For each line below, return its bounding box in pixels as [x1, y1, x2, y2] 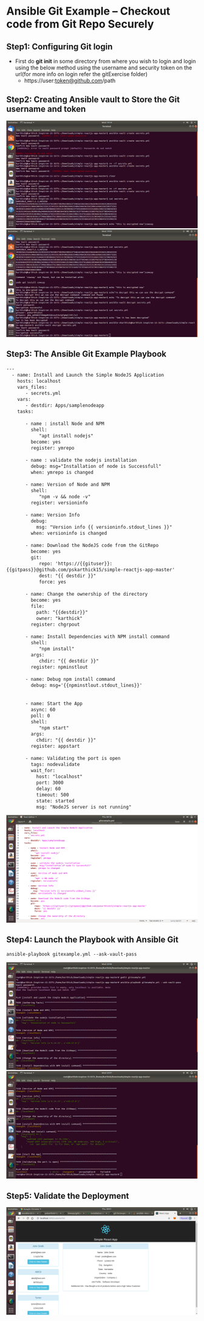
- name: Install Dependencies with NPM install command [25, 633, 170, 640]
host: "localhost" [36, 773, 83, 779]
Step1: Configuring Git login [6, 41, 113, 52]
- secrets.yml [25, 390, 61, 396]
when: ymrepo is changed [30, 469, 94, 475]
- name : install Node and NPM [25, 420, 104, 427]
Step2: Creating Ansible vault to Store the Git [6, 94, 180, 105]
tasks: [17, 408, 34, 414]
